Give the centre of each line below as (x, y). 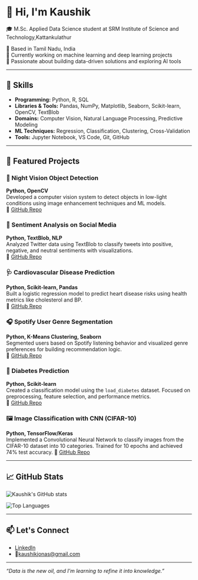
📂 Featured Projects (43, 161)
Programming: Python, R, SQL (52, 99)
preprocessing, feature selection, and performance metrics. (79, 396)
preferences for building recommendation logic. (64, 349)
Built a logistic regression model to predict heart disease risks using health (97, 294)
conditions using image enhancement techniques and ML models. (86, 204)
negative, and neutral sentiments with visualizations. (70, 250)
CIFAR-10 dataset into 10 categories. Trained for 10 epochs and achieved (94, 445)
